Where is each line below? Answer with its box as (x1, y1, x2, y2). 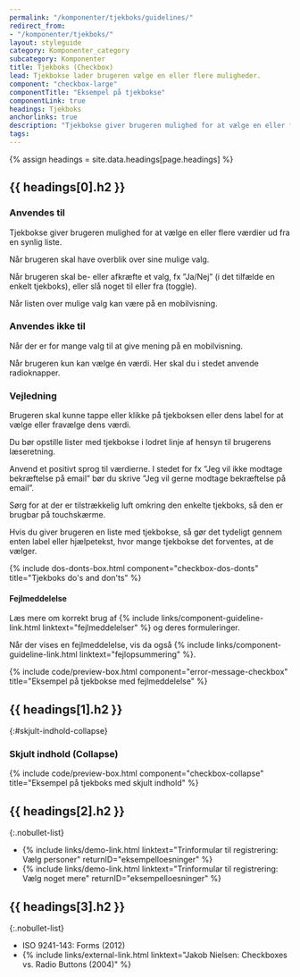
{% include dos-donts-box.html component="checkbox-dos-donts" (9, 563, 259, 574)
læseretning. (9, 446, 56, 457)
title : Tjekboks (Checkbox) (9, 63, 114, 72)
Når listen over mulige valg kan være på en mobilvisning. (9, 298, 218, 308)
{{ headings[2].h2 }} (9, 804, 125, 819)
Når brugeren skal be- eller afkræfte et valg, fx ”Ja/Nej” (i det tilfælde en (9, 271, 275, 282)
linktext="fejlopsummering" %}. (79, 649, 196, 660)
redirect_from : (9, 21, 66, 30)
